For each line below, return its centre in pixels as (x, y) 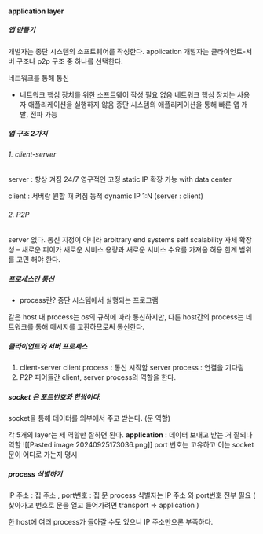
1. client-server (32, 154)
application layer (36, 11)
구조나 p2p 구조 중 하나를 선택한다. (69, 61)
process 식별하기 (35, 474)
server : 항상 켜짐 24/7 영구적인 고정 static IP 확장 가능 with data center (120, 179)
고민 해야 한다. (38, 260)
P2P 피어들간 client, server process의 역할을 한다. (98, 377)
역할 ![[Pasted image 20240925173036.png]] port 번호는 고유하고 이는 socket (131, 445)
